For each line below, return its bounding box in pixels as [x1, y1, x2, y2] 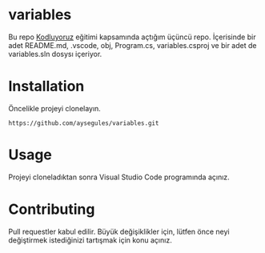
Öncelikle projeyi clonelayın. [8, 103, 102, 113]
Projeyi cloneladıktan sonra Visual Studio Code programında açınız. [8, 172, 230, 182]
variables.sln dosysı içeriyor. [8, 49, 102, 58]
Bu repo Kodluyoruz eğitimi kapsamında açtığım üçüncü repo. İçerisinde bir [8, 32, 256, 42]
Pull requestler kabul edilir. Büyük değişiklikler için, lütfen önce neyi [8, 227, 230, 236]
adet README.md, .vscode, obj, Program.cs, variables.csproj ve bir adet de [8, 40, 257, 50]
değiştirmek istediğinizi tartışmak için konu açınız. [8, 235, 172, 245]
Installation [8, 78, 85, 95]
